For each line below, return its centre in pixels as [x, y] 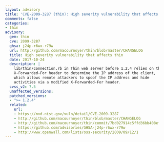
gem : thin [19, 37]
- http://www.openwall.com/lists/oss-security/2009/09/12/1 [76, 132]
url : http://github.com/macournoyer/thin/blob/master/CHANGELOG [76, 50]
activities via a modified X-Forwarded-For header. [67, 82]
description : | [25, 64]
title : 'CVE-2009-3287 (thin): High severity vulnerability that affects [82, 14]
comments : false [21, 19]
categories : [17, 23]
